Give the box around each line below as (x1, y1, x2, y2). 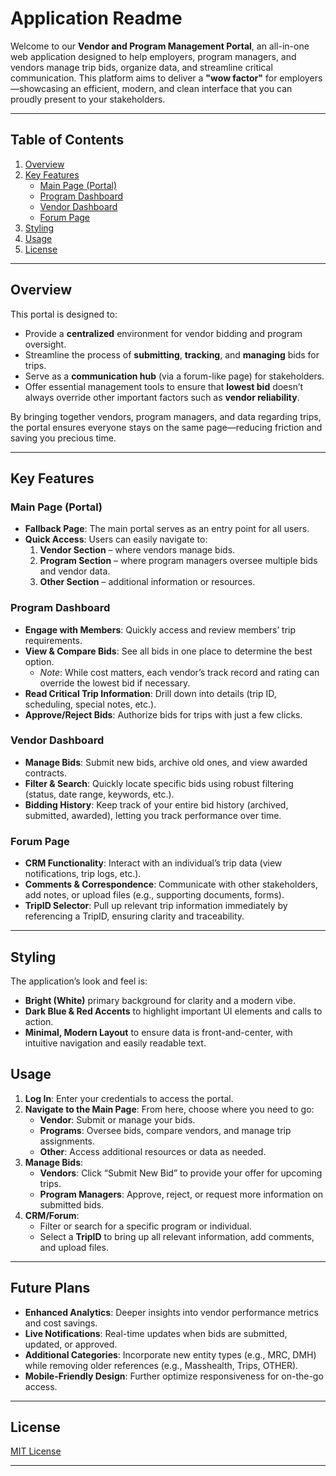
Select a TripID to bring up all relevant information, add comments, (39, 1230, 315, 1242)
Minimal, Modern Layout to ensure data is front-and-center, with (24, 1026, 293, 1038)
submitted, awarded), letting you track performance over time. (24, 809, 282, 821)
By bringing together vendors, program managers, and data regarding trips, (10, 410, 322, 422)
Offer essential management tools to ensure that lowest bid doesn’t (24, 380, 304, 392)
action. (24, 1015, 54, 1027)
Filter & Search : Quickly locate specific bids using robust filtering (24, 777, 294, 789)
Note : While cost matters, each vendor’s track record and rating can (39, 666, 320, 678)
